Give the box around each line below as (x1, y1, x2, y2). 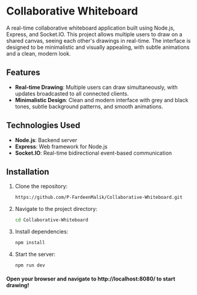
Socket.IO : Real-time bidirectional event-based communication (14, 149, 172, 157)
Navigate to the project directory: (14, 206, 98, 213)
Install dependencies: (14, 228, 69, 235)
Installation (6, 166, 49, 177)
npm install (14, 240, 45, 246)
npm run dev (14, 262, 45, 268)
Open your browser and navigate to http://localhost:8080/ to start (6, 275, 176, 282)
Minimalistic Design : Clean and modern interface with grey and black (14, 96, 189, 103)
